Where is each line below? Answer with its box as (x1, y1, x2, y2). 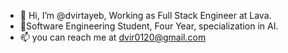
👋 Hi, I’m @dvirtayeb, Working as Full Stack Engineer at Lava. (19, 10, 272, 21)
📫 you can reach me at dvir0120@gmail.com (19, 31, 207, 43)
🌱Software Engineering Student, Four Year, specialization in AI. (19, 20, 279, 32)
